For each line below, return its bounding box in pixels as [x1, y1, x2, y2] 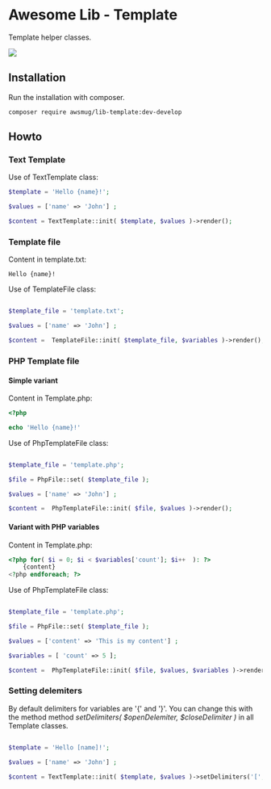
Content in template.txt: [8, 254, 87, 264]
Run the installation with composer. [8, 92, 125, 102]
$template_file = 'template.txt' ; [8, 307, 125, 316]
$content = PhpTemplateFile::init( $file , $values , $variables [8, 666, 229, 674]
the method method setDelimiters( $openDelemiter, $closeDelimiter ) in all [8, 712, 254, 722]
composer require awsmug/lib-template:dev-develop [8, 107, 182, 116]
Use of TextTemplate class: [8, 172, 99, 183]
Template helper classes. [8, 32, 92, 42]
